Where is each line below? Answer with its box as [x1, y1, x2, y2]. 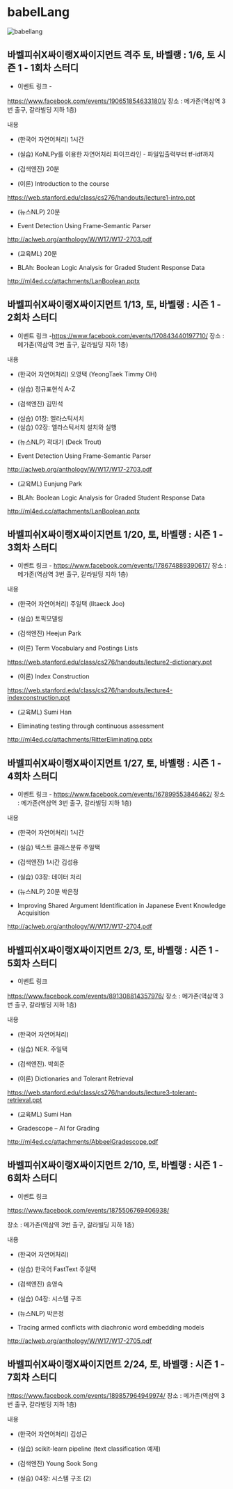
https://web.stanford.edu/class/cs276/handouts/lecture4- [7, 686, 173, 694]
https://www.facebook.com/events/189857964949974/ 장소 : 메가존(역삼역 [7, 1391, 220, 1399]
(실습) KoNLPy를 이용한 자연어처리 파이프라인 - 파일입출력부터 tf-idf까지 [17, 150, 214, 158]
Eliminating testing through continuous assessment [17, 722, 164, 731]
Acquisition [17, 909, 50, 917]
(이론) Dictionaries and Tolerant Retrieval [17, 1074, 134, 1083]
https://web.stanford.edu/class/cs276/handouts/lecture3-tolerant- [7, 1088, 198, 1097]
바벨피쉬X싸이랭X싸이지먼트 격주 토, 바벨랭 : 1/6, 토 [7, 49, 216, 61]
